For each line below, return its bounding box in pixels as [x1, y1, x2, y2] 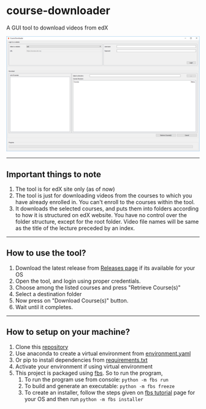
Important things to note [6, 169, 101, 180]
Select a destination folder [15, 290, 82, 297]
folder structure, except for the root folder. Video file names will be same [15, 218, 199, 225]
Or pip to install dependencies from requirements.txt [15, 356, 148, 364]
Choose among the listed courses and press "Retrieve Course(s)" [15, 283, 181, 291]
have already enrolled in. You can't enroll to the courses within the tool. [15, 198, 195, 205]
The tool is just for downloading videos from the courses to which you [15, 191, 193, 199]
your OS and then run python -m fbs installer [24, 395, 143, 402]
